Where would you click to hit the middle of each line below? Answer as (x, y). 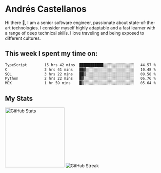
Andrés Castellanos (46, 9)
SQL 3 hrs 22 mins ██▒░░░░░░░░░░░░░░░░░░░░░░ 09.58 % (80, 74)
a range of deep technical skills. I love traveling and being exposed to (75, 33)
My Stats (19, 98)
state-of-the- (142, 23)
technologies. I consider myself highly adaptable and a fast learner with (83, 27)
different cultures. (23, 38)
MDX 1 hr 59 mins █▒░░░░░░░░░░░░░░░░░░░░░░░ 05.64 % (80, 83)
